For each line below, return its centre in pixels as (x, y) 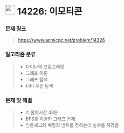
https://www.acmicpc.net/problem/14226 (61, 40)
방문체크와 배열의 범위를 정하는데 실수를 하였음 (72, 125)
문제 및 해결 (19, 100)
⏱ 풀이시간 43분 (42, 113)
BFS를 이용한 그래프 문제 (50, 119)
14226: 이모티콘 (50, 12)
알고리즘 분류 (20, 54)
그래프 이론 (36, 73)
